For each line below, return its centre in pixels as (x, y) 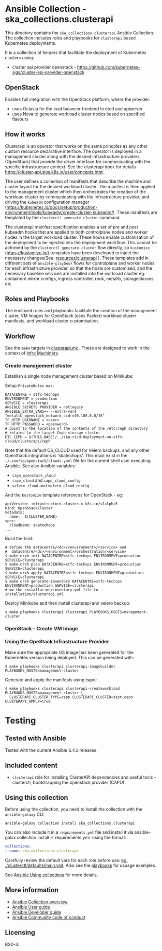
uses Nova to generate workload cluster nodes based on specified (78, 114)
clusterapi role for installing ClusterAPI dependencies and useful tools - (84, 777)
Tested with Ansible (36, 738)
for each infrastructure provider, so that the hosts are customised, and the (79, 268)
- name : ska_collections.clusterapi (42, 851)
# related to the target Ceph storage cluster (53, 433)
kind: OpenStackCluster (29, 508)
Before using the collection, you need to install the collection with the (74, 809)
